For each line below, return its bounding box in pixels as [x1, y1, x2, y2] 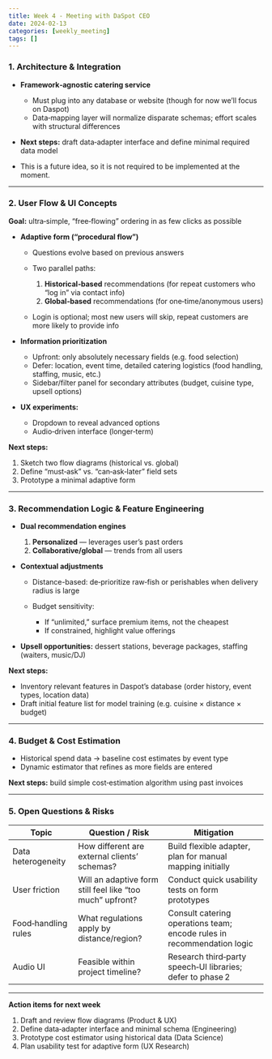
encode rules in [168, 928, 227, 939]
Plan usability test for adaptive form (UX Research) [19, 1041, 190, 1051]
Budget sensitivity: [32, 602, 95, 611]
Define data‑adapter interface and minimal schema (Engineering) [19, 1023, 237, 1034]
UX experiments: [19, 402, 79, 412]
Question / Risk [88, 826, 150, 838]
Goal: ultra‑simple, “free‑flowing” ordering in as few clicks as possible [8, 216, 242, 225]
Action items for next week [8, 999, 101, 1010]
